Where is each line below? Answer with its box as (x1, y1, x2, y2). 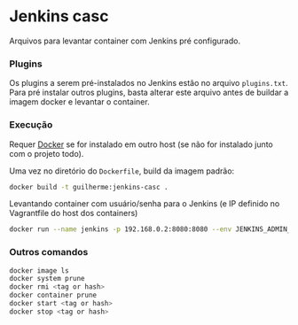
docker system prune (9, 275, 86, 283)
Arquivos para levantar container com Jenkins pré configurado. (9, 35, 241, 46)
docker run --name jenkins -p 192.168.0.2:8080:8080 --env (9, 225, 232, 234)
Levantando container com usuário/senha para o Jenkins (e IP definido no (9, 198, 280, 209)
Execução (9, 119, 53, 131)
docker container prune (9, 290, 98, 300)
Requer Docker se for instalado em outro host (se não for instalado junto (9, 139, 273, 150)
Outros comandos (9, 246, 89, 259)
